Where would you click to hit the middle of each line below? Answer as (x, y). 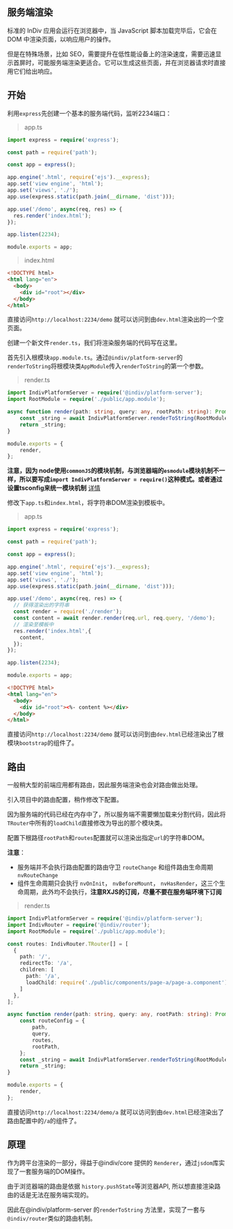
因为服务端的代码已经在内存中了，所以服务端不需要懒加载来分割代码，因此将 (116, 814)
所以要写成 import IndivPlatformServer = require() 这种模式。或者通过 (121, 479)
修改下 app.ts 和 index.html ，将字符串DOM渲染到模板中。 (88, 503)
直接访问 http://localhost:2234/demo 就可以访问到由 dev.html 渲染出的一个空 (115, 319)
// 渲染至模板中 (34, 624)
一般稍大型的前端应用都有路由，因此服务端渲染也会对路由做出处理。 (104, 785)
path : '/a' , (43, 977)
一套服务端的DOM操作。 (54, 1171)
